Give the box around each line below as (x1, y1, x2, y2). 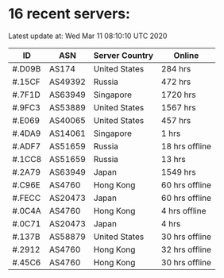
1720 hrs (161, 89, 196, 100)
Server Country (93, 49, 153, 60)
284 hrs (161, 63, 191, 74)
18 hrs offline (161, 141, 212, 152)
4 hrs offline (161, 205, 207, 216)
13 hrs (161, 153, 186, 164)
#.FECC (12, 192, 41, 203)
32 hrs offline (161, 244, 212, 255)
